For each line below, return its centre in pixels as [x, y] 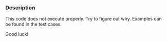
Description [20, 8]
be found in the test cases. [33, 24]
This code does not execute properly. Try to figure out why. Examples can [83, 19]
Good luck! [17, 34]
